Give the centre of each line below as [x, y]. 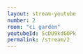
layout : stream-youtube [42, 14]
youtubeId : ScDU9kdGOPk [42, 33]
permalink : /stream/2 [39, 40]
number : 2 [22, 20]
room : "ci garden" [34, 27]
